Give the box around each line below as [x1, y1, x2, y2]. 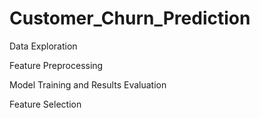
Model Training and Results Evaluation [9, 78, 167, 91]
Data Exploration [9, 40, 78, 52]
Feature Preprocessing [9, 59, 104, 71]
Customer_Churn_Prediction [9, 7, 251, 30]
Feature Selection [9, 98, 82, 110]
